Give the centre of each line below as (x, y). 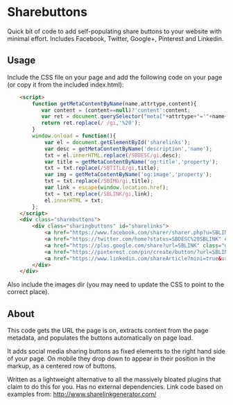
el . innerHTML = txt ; (74, 200)
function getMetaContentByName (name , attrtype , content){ (114, 104)
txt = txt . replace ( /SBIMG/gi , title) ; (99, 181)
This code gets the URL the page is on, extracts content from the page (108, 331)
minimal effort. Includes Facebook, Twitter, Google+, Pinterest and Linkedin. (115, 38)
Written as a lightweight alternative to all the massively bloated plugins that (114, 379)
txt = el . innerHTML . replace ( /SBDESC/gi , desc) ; (113, 155)
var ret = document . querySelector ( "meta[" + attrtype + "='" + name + (135, 117)
